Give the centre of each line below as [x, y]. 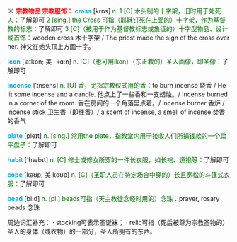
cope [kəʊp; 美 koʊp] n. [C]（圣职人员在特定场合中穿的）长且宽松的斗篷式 [116, 175]
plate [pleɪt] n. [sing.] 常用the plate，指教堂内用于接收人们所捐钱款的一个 [114, 136]
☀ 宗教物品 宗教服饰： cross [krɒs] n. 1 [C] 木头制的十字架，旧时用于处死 [114, 11]
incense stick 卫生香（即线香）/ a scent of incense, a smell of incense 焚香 [116, 112]
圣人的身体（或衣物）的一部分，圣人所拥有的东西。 [82, 231]
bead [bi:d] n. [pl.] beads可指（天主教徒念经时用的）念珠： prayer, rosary [114, 198]
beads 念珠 [24, 207]
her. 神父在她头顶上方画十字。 [51, 46]
